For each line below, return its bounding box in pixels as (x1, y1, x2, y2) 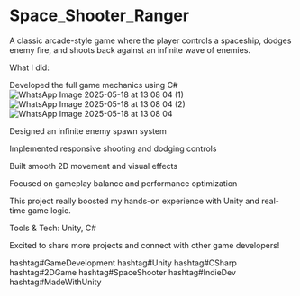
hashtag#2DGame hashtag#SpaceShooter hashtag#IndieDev (9, 266, 237, 277)
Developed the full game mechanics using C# (9, 79, 178, 90)
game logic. (27, 204, 71, 216)
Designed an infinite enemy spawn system (9, 125, 167, 136)
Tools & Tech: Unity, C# (9, 222, 97, 233)
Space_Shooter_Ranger (9, 5, 190, 26)
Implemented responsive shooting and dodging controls (9, 143, 217, 154)
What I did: (9, 62, 50, 73)
